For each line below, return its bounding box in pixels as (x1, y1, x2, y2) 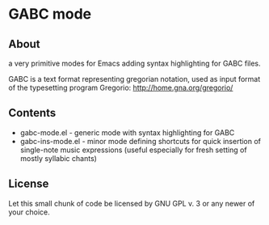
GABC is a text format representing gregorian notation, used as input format (8, 74, 261, 83)
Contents (8, 106, 57, 120)
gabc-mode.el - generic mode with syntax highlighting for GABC (19, 127, 235, 138)
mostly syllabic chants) (19, 153, 97, 163)
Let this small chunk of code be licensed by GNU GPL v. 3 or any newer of (8, 198, 255, 208)
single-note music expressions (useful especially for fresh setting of (19, 145, 248, 155)
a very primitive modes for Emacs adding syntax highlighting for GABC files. (8, 58, 261, 68)
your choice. (8, 207, 50, 217)
